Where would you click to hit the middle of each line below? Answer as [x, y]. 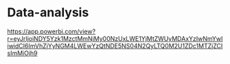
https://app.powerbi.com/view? [51, 31]
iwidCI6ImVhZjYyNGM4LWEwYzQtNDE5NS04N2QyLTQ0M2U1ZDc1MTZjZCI [115, 46]
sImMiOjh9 [22, 53]
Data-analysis [48, 13]
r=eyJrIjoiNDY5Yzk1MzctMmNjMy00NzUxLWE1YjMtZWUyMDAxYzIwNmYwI [115, 38]
